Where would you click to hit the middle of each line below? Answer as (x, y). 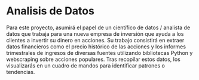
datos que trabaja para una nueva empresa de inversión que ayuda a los (95, 33)
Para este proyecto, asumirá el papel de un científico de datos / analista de (98, 27)
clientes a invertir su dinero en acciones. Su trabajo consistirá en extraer (95, 40)
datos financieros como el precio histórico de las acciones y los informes (96, 47)
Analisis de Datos (50, 11)
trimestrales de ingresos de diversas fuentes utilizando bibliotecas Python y (99, 53)
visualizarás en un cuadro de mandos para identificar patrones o (86, 65)
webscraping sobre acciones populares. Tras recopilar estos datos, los (93, 59)
